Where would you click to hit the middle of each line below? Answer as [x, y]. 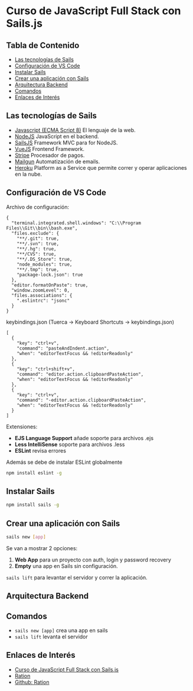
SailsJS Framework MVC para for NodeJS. [66, 143]
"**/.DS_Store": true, [45, 259]
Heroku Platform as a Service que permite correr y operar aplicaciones [101, 167]
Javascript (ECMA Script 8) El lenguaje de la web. [75, 130]
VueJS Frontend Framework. [49, 148]
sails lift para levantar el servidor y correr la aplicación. [77, 577]
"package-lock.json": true [50, 275]
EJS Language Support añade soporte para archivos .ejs [84, 438]
